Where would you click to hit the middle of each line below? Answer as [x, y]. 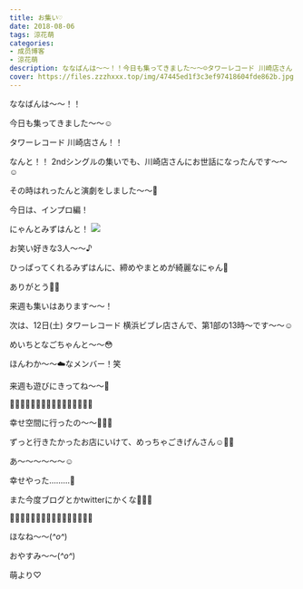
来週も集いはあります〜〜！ [61, 305]
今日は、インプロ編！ [49, 209]
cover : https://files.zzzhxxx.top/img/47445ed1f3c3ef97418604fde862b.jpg [152, 77]
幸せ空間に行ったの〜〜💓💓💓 [61, 422]
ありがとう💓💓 [35, 286]
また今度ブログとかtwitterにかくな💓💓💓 [81, 499]
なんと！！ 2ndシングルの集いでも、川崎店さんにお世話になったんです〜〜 [148, 161]
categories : [32, 43]
